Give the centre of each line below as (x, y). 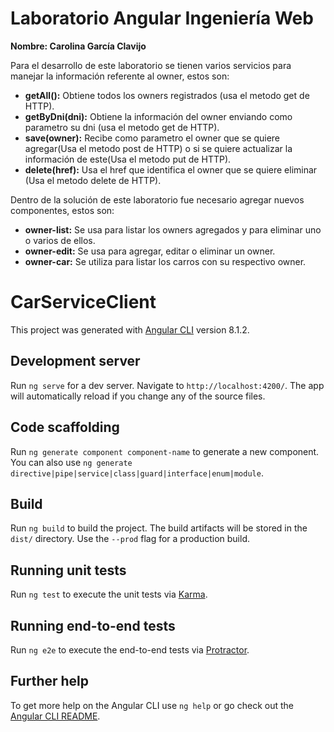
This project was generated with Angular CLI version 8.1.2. (130, 329)
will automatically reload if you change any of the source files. (138, 396)
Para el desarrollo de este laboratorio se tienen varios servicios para (151, 65)
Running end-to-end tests (93, 625)
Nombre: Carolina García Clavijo (78, 46)
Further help (50, 681)
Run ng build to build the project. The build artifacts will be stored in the (159, 528)
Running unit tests (68, 570)
